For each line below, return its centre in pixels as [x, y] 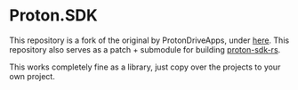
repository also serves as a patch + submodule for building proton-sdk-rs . [145, 49]
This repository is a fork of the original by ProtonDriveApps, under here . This [149, 40]
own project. [32, 76]
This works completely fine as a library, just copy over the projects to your [145, 67]
